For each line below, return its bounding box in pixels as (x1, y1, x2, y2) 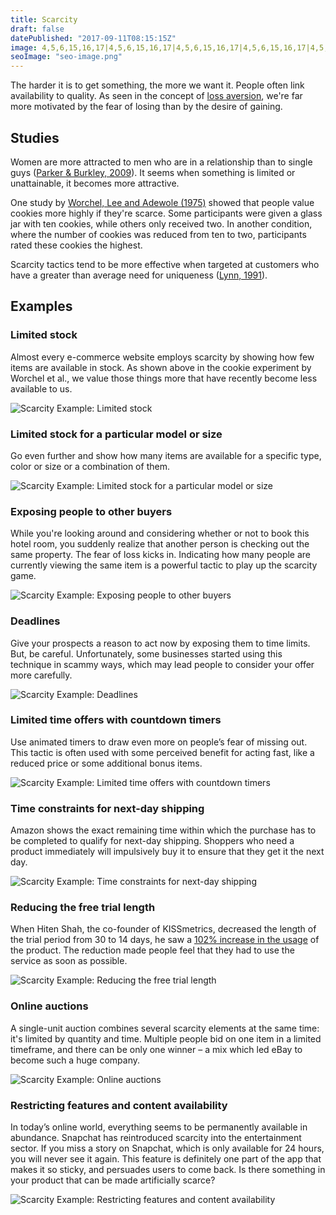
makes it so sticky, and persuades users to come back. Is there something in (10, 1164, 326, 1175)
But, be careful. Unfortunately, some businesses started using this (10, 647, 283, 660)
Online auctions (10, 999, 89, 1013)
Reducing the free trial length (10, 901, 156, 915)
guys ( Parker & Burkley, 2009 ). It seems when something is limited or (10, 166, 296, 178)
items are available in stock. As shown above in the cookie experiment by (10, 361, 312, 373)
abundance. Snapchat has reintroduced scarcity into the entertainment (10, 1132, 302, 1143)
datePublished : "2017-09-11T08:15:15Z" (10, 33, 177, 43)
